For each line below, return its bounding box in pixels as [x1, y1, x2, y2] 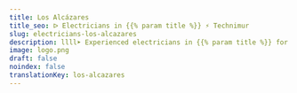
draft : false [9, 54, 58, 63]
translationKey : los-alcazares [9, 71, 125, 80]
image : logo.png [9, 46, 69, 55]
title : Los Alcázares [9, 12, 90, 22]
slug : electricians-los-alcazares [9, 29, 138, 38]
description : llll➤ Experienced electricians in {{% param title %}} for [9, 37, 289, 47]
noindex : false [9, 63, 66, 72]
